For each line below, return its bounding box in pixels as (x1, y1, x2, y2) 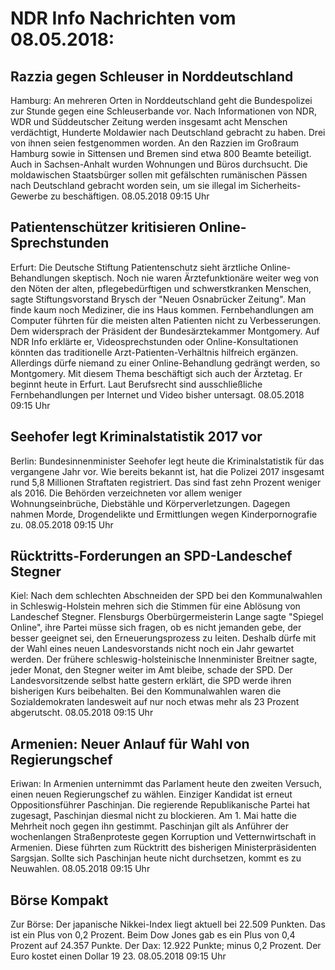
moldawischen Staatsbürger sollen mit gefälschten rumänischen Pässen (10, 169, 308, 181)
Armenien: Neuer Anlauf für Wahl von (10, 735, 250, 752)
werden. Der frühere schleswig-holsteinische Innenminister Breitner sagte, (10, 653, 318, 666)
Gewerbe (10, 190, 48, 202)
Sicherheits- (250, 180, 302, 191)
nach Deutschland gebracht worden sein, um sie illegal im (10, 180, 249, 191)
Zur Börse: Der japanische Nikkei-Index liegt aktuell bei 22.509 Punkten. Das (10, 918, 326, 931)
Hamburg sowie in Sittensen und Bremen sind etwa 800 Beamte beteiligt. (10, 148, 312, 159)
